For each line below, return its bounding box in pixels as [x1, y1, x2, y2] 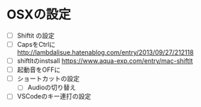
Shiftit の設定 [16, 31, 55, 40]
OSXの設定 [6, 6, 72, 23]
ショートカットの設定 [16, 74, 80, 83]
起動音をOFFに [16, 65, 61, 74]
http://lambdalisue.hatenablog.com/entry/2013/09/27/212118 [16, 48, 194, 57]
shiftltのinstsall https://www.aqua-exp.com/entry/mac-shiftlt [16, 57, 193, 65]
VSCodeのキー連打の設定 [16, 92, 92, 101]
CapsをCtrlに [16, 40, 56, 48]
